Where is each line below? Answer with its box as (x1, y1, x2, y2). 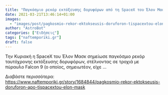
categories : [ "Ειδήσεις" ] (5, 30, 59, 35)
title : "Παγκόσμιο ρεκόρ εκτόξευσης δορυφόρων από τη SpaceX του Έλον (5, 7, 155, 12)
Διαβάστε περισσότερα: (5, 73, 54, 80)
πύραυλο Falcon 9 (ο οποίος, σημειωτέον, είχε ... (5, 64, 106, 70)
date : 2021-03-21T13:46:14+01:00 (5, 12, 75, 17)
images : (5, 16, 21, 21)
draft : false (5, 40, 32, 45)
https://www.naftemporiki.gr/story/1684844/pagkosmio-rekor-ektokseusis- (5, 79, 160, 85)
